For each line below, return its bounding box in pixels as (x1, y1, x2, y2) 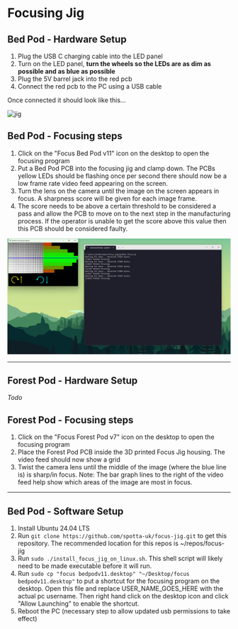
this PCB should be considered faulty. (17, 224, 128, 233)
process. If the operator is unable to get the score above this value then (17, 216, 227, 225)
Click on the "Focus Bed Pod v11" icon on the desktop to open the (17, 149, 210, 157)
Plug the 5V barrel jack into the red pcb (17, 74, 132, 83)
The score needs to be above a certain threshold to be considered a (17, 201, 217, 210)
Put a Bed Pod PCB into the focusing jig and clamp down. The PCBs (17, 164, 216, 172)
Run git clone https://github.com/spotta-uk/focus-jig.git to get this (17, 532, 227, 540)
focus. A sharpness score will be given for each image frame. (17, 194, 197, 203)
